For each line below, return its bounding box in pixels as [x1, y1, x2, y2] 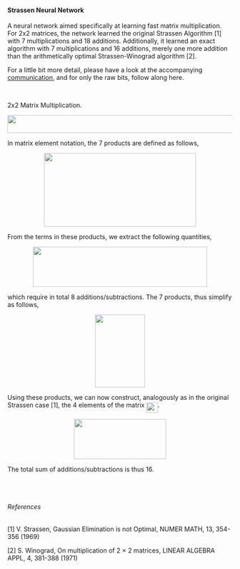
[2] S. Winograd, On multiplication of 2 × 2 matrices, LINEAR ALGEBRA [7, 546, 216, 555]
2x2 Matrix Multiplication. [7, 101, 82, 110]
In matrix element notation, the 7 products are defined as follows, [7, 139, 199, 147]
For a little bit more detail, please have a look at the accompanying [7, 66, 203, 74]
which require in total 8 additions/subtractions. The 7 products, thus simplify [7, 293, 232, 301]
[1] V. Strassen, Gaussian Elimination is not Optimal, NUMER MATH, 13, [7, 525, 214, 533]
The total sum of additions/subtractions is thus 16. [7, 465, 154, 473]
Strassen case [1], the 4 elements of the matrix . [7, 401, 160, 410]
